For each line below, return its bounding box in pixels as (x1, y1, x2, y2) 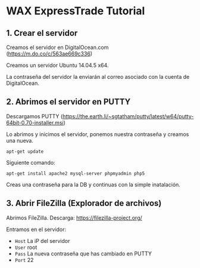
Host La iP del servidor (14, 237, 70, 244)
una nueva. (6, 137, 34, 144)
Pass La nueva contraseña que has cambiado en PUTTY (14, 249, 152, 257)
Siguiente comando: (6, 159, 55, 166)
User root (14, 244, 37, 251)
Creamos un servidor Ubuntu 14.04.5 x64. (6, 61, 109, 69)
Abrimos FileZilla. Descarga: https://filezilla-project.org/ (6, 214, 143, 221)
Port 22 (14, 256, 34, 263)
